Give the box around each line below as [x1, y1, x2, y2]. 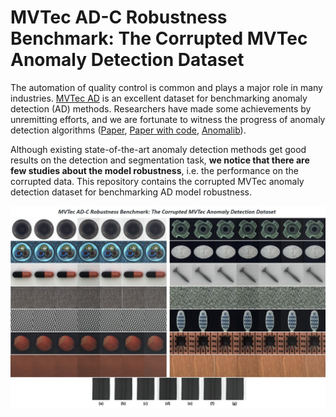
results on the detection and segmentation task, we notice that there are [10, 154, 310, 166]
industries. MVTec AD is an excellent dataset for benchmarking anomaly [10, 92, 308, 104]
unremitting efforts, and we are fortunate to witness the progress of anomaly [10, 113, 326, 125]
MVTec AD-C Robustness [10, 6, 228, 29]
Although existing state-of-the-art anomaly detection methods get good [10, 143, 307, 155]
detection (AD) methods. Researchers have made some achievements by [10, 102, 312, 115]
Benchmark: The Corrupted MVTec [10, 27, 308, 50]
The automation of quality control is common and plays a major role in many [10, 81, 323, 93]
